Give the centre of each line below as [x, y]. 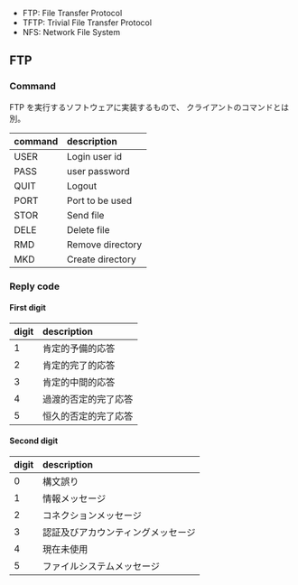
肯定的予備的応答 [79, 348]
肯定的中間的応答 [79, 382]
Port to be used [99, 200]
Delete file [88, 229]
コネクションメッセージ [92, 515]
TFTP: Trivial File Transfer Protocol [87, 23]
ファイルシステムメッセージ [101, 566]
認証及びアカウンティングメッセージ [119, 533]
